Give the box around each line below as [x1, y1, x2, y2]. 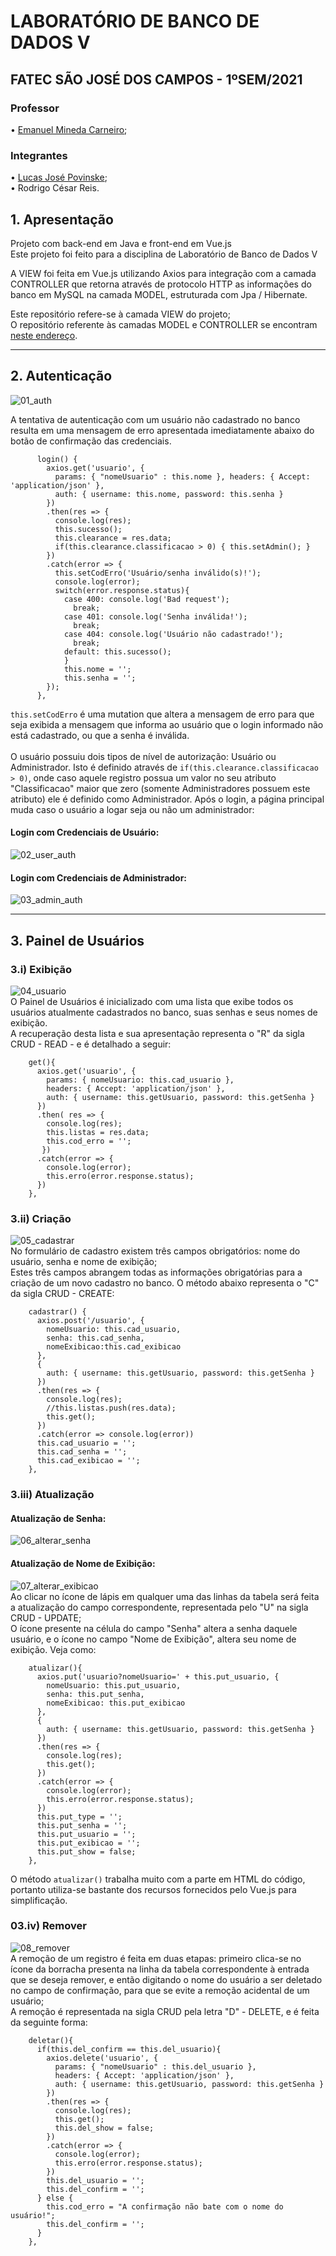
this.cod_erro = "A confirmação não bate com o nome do [46, 2201, 284, 2212]
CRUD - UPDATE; [10, 1611, 82, 1624]
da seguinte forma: [10, 2016, 88, 2028]
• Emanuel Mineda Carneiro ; [10, 123, 128, 135]
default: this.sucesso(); [63, 646, 172, 657]
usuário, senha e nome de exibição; [10, 1256, 158, 1268]
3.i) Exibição [10, 962, 73, 976]
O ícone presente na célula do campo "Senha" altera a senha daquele [10, 1622, 298, 1634]
